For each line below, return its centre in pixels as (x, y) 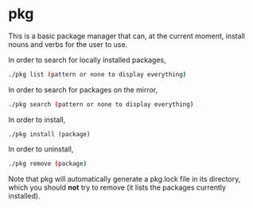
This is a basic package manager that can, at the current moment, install (127, 36)
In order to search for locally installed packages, (88, 60)
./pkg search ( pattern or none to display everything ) (101, 104)
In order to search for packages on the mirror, (83, 89)
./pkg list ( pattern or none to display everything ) (97, 74)
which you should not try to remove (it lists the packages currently (117, 187)
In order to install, (37, 120)
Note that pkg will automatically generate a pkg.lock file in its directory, (125, 179)
